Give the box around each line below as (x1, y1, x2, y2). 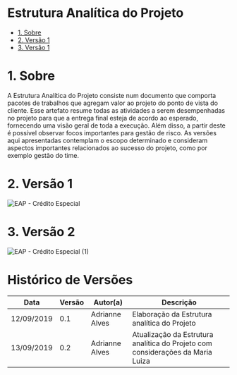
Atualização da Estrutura (132, 329, 214, 339)
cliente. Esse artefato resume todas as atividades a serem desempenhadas (7, 106, 226, 114)
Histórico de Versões (7, 271, 133, 288)
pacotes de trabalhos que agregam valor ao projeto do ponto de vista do (7, 99, 219, 107)
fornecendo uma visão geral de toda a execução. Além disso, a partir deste (7, 121, 226, 130)
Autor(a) (93, 297, 123, 307)
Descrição (162, 297, 197, 307)
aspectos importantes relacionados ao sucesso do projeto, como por (7, 143, 208, 152)
